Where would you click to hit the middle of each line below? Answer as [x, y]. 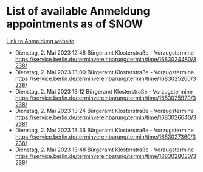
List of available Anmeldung [78, 11]
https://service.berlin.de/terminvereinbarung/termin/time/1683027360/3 [105, 136]
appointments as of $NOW [75, 24]
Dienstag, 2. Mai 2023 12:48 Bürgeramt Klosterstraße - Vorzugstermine [105, 52]
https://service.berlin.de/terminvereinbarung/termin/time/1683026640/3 [105, 117]
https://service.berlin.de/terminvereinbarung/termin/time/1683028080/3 [105, 156]
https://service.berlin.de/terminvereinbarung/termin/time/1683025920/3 [105, 98]
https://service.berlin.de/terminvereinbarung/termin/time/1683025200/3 [105, 78]
